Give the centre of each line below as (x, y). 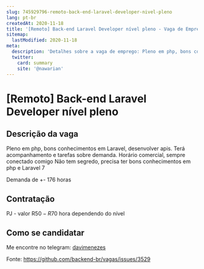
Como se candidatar (46, 233)
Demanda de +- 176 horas (39, 180)
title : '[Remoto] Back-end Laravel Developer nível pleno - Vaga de (95, 29)
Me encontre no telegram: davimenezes (56, 247)
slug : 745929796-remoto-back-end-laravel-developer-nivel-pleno (89, 12)
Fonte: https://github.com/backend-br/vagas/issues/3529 (78, 259)
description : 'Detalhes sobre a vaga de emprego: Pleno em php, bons (101, 52)
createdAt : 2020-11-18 (35, 23)
